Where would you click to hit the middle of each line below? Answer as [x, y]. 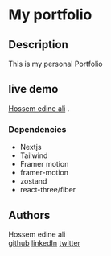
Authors [29, 215]
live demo [33, 89]
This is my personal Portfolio [55, 64]
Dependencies [37, 129]
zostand [33, 181]
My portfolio [50, 15]
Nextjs [31, 147]
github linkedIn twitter [44, 242]
